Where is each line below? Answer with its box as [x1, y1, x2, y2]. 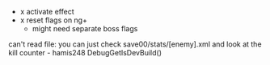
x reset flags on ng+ [19, 15, 87, 25]
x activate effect [19, 7, 74, 16]
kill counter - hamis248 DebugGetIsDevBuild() [8, 48, 162, 57]
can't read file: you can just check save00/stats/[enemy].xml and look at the [8, 39, 262, 49]
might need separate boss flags [32, 24, 138, 33]
